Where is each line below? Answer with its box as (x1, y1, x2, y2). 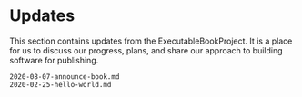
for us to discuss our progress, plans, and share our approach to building (9, 44, 284, 55)
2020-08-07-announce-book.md (9, 72, 120, 82)
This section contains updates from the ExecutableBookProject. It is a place (9, 35, 293, 46)
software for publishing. (9, 54, 99, 65)
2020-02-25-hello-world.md (9, 80, 112, 89)
